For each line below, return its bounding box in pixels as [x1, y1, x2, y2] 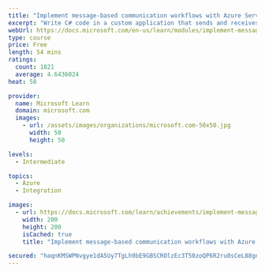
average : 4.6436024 [15, 70, 80, 78]
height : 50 [28, 136, 65, 144]
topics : [8, 172, 34, 180]
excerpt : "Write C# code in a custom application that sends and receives [8, 19, 259, 27]
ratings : [8, 56, 37, 64]
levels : [8, 150, 34, 158]
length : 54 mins [8, 48, 62, 56]
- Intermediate [15, 157, 65, 166]
